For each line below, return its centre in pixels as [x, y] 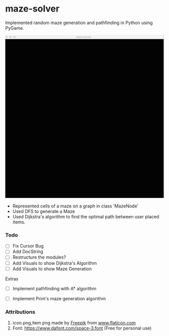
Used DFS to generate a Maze [44, 211]
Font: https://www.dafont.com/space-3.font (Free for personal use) [82, 328]
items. [19, 222]
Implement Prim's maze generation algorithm [59, 298]
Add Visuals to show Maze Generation [52, 269]
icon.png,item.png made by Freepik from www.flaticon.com [74, 323]
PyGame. [15, 28]
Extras [12, 279]
